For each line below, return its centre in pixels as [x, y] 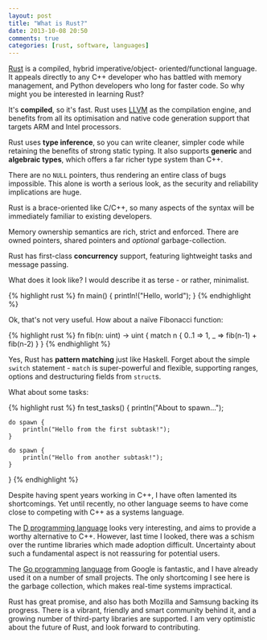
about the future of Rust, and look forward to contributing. [105, 627]
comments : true [34, 38]
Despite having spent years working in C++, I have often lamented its [123, 495]
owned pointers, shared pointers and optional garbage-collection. [117, 240]
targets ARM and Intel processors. [65, 127]
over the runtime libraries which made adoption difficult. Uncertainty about [132, 545]
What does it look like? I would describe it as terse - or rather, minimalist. [129, 280]
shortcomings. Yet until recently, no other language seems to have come [128, 504]
